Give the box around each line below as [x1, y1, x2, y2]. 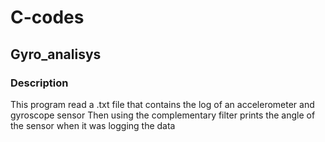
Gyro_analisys [10, 46, 102, 63]
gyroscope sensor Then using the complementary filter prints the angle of [10, 109, 316, 121]
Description [10, 76, 69, 90]
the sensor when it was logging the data [10, 119, 176, 131]
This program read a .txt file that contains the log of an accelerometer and [10, 98, 315, 110]
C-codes [10, 6, 85, 29]
